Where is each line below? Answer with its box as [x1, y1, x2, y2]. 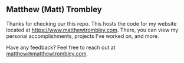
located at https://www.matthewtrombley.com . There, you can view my [6, 26, 179, 33]
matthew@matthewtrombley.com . [6, 50, 88, 57]
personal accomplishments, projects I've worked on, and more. [6, 32, 159, 40]
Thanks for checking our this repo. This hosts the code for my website [6, 20, 177, 27]
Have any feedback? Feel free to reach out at [6, 44, 116, 51]
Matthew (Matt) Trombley [6, 5, 102, 15]
